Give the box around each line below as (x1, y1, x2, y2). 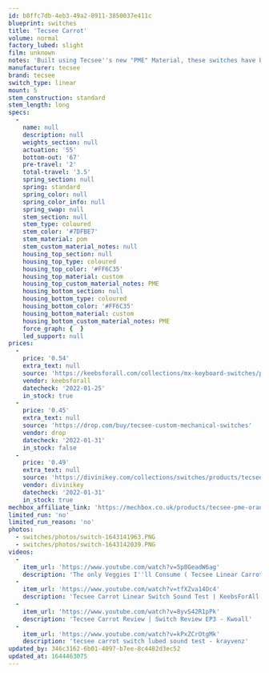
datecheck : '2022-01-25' (22, 384, 106, 393)
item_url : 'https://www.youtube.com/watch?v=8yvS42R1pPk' (22, 607, 220, 615)
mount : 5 (8, 86, 38, 95)
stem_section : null (22, 213, 88, 221)
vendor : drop (22, 429, 66, 437)
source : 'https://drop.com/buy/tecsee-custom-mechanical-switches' (22, 421, 252, 429)
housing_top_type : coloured (22, 257, 116, 265)
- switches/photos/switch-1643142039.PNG (15, 541, 156, 549)
